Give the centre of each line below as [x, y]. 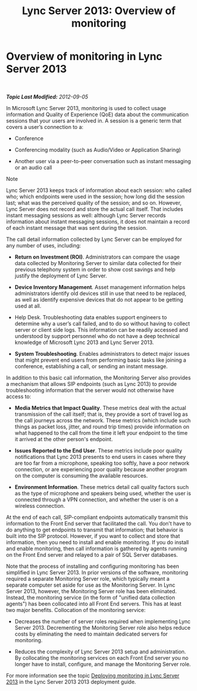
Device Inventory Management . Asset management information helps [100, 287]
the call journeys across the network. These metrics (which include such [103, 420]
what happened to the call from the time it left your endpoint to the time [101, 433]
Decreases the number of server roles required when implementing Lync [103, 621]
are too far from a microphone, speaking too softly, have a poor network [102, 463]
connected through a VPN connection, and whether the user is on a [96, 500]
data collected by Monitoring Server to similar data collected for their [98, 263]
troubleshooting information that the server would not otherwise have [90, 390]
